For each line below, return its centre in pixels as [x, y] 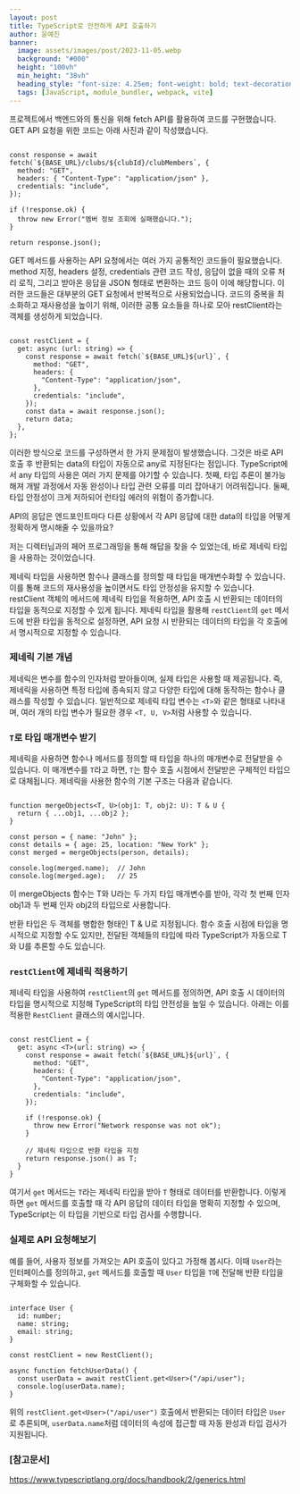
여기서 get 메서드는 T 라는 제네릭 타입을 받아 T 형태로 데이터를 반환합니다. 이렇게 [148, 1192]
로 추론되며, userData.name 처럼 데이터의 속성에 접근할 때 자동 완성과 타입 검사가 [148, 1423]
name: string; [43, 1323]
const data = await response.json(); [96, 411]
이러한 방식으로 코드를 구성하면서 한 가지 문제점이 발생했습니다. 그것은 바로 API [146, 452]
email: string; [46, 1331]
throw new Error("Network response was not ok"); [127, 1126]
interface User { [42, 1308]
